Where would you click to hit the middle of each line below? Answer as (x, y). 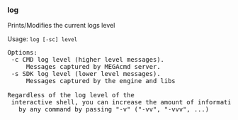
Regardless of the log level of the (71, 95)
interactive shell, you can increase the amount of (103, 102)
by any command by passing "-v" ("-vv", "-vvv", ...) (114, 109)
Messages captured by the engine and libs (101, 81)
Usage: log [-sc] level (42, 39)
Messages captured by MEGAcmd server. (93, 67)
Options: (22, 53)
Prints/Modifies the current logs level (61, 26)
